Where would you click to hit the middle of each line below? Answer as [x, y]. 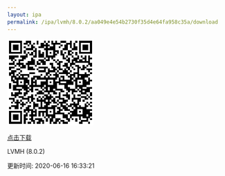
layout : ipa [24, 15]
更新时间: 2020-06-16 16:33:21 [51, 166]
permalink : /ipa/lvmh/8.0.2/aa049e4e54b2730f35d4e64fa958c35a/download [112, 22]
